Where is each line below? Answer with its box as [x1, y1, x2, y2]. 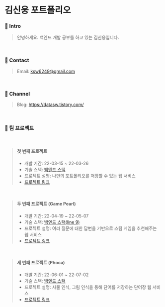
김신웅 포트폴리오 [4, 4, 71, 16]
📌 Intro [4, 23, 21, 30]
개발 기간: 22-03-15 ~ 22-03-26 [24, 160, 89, 166]
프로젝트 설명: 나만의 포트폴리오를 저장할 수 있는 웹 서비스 [24, 173, 136, 179]
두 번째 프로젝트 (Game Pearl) [16, 201, 76, 207]
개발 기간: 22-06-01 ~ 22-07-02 [24, 272, 89, 278]
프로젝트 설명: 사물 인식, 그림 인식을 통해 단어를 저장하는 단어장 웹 [24, 284, 152, 290]
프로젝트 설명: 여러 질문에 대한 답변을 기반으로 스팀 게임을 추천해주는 [24, 225, 157, 231]
